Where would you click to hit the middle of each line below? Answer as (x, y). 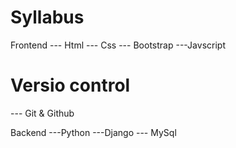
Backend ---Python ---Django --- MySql (93, 132)
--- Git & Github (42, 113)
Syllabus (47, 17)
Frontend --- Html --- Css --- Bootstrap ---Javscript (118, 45)
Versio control (70, 85)
